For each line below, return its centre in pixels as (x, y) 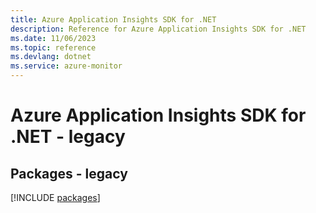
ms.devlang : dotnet (51, 57)
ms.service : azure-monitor (66, 66)
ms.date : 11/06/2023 (53, 38)
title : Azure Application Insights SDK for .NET (113, 19)
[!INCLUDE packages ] (55, 197)
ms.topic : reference (53, 47)
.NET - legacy (68, 137)
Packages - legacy (69, 173)
